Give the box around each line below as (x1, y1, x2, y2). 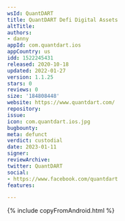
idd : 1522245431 (7, 55, 54, 62)
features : (7, 182, 36, 189)
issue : (7, 112, 26, 118)
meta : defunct (7, 131, 48, 138)
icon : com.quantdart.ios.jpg (7, 118, 91, 125)
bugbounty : (7, 125, 38, 131)
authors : (7, 29, 32, 36)
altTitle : (7, 23, 36, 29)
